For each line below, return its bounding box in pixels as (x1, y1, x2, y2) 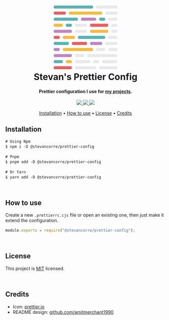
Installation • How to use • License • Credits (39, 110, 132, 116)
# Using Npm (5, 139, 31, 144)
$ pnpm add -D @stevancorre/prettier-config (5, 159, 101, 165)
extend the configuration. (5, 218, 59, 224)
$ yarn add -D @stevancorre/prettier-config (5, 175, 101, 180)
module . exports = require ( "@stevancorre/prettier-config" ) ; (5, 228, 136, 233)
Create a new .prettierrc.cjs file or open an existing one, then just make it (5, 212, 164, 218)
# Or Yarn (5, 170, 26, 175)
